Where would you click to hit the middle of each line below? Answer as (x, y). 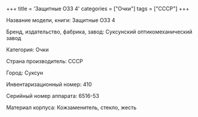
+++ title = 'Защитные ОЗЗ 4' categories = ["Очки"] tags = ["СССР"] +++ (98, 9)
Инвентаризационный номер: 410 (49, 84)
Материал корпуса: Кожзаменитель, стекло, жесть (71, 107)
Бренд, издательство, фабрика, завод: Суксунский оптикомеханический (99, 32)
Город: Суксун (25, 73)
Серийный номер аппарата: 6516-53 (53, 96)
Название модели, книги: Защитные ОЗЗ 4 (61, 20)
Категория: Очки (28, 50)
